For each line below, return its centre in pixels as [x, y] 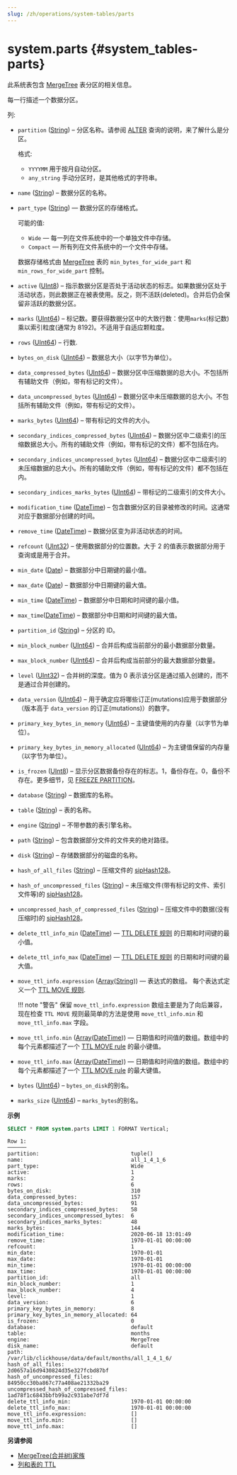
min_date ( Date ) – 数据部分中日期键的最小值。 [84, 570]
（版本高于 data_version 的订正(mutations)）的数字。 [95, 708]
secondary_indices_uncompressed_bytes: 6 [71, 1216]
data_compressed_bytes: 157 [74, 1197]
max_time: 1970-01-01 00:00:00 [99, 1272]
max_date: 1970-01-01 [85, 1259]
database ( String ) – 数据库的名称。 [67, 795]
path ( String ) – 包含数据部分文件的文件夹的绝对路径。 [95, 840]
